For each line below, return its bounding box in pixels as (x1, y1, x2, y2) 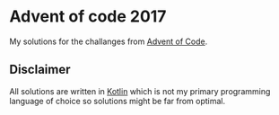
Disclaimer (9, 62, 71, 77)
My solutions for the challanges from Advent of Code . (9, 36, 208, 47)
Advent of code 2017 (9, 6, 167, 27)
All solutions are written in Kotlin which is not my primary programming (9, 85, 271, 96)
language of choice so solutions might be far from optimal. (9, 95, 226, 106)
